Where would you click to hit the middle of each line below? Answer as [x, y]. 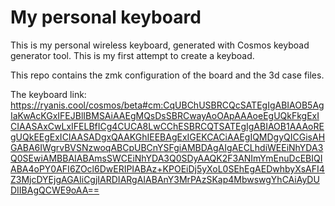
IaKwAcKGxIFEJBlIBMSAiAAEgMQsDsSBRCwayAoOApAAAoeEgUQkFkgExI [165, 115]
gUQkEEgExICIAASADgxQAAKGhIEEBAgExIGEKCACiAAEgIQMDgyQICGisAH [168, 137]
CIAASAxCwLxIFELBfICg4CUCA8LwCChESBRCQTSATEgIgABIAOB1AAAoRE [167, 126]
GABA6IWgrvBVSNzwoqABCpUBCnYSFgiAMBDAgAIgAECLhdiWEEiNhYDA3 [167, 147]
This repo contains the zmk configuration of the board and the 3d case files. [167, 75]
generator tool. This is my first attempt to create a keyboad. [132, 55]
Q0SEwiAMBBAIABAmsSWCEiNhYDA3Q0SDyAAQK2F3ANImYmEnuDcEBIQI [166, 158]
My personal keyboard [106, 17]
